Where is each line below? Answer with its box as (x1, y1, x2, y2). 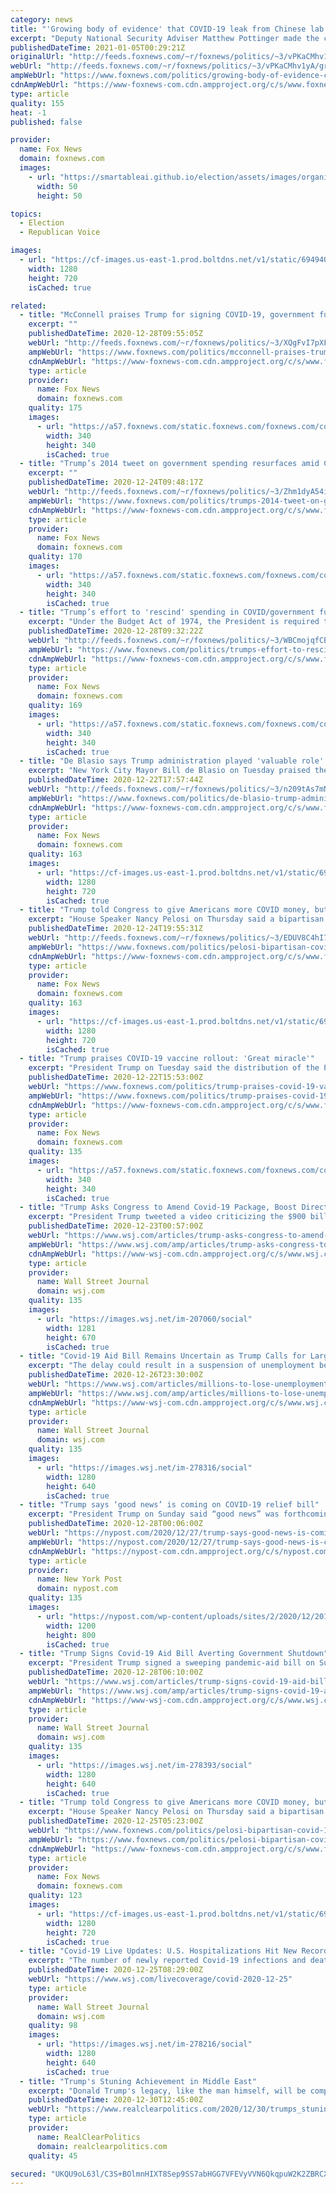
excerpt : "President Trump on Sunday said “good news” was (28, 1509, 280, 1520)
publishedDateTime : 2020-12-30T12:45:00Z (28, 2095, 203, 2105)
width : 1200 (46, 1621, 97, 1631)
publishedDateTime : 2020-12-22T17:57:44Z (28, 775, 203, 785)
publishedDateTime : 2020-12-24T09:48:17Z (28, 477, 203, 488)
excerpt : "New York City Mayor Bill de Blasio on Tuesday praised (28, 766, 311, 776)
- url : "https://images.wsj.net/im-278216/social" (36, 2039, 253, 2050)
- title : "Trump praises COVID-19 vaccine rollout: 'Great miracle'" (19, 1054, 315, 1064)
